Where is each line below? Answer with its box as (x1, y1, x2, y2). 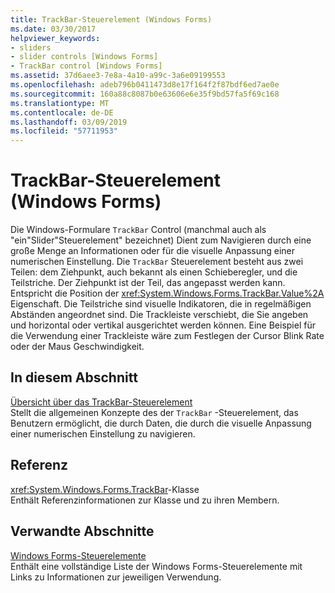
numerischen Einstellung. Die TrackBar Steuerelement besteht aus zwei (10, 256, 304, 268)
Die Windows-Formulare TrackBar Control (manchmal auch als (10, 224, 267, 236)
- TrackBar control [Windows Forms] (10, 61, 163, 71)
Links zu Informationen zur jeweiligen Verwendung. (10, 571, 222, 583)
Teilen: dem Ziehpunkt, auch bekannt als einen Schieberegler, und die (10, 266, 298, 278)
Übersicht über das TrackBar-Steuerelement (10, 396, 193, 408)
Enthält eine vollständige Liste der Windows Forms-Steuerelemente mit (10, 560, 303, 572)
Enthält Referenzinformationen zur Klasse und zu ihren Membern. (10, 494, 280, 506)
